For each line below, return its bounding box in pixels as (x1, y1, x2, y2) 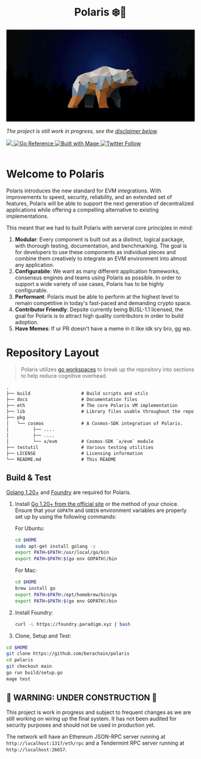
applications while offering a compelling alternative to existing (6, 206, 159, 213)
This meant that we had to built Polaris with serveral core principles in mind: (6, 224, 193, 231)
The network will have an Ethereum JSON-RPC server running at (6, 733, 166, 740)
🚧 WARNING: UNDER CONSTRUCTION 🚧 (6, 692, 157, 703)
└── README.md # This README (6, 456, 117, 462)
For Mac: (14, 567, 37, 574)
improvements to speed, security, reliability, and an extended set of (6, 193, 172, 200)
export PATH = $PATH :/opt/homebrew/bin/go (14, 592, 117, 598)
